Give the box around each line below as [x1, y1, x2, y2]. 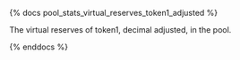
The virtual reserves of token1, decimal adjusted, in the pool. [9, 25, 232, 34]
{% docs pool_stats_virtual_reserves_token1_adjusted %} [9, 8, 219, 18]
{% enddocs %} [9, 41, 69, 52]
